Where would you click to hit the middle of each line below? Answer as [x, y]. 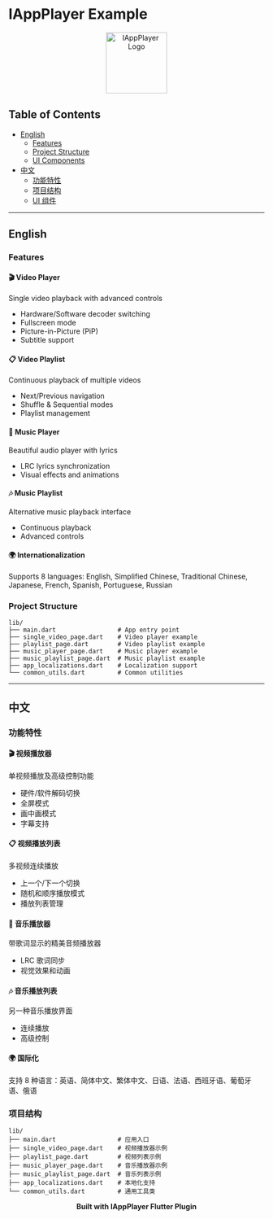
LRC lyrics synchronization [65, 465]
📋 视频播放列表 [35, 844]
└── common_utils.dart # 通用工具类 [82, 1191]
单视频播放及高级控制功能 [51, 776]
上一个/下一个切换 [50, 883]
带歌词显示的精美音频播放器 [55, 943]
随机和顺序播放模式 [52, 893]
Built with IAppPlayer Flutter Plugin [136, 1206]
